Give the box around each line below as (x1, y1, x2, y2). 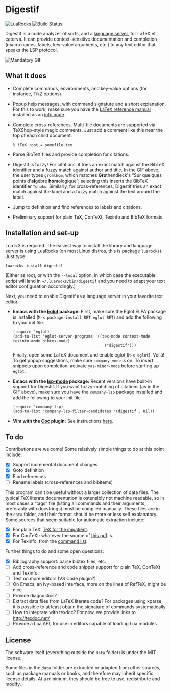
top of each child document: (12, 132, 72, 139)
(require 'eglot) (12, 329, 50, 334)
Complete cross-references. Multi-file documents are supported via (12, 122, 156, 128)
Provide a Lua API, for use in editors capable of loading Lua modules (12, 621, 157, 627)
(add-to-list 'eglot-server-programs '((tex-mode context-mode (12, 333, 151, 339)
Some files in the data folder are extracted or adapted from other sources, (5, 665, 161, 671)
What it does (5, 72, 47, 81)
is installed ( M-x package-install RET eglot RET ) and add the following (12, 314, 162, 320)
